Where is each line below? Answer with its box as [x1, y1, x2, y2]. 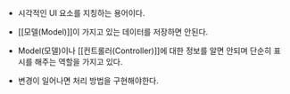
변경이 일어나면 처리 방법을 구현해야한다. [17, 75, 159, 86]
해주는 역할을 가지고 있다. [34, 57, 123, 67]
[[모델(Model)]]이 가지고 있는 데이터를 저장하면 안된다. [17, 27, 209, 37]
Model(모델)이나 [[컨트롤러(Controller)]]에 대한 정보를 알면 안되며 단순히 [17, 45, 272, 56]
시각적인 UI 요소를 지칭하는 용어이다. [17, 8, 145, 18]
